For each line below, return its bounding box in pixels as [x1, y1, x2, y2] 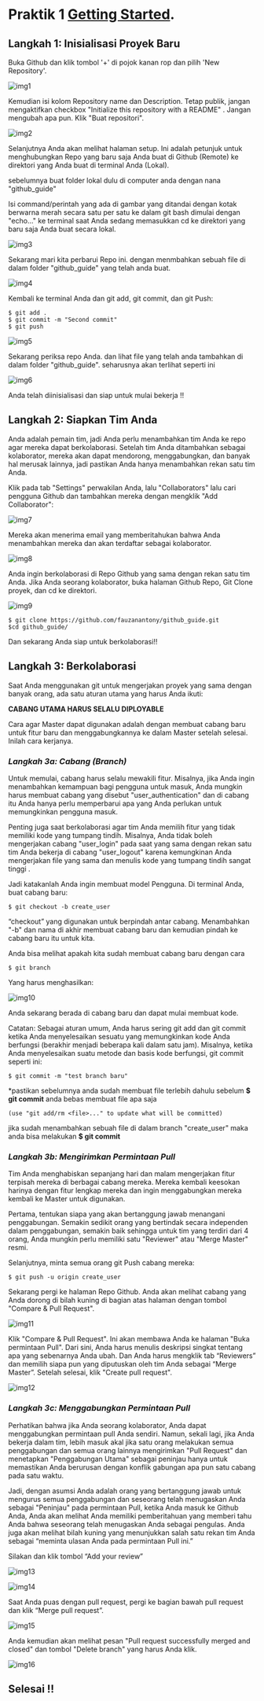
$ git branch [8, 964, 51, 972]
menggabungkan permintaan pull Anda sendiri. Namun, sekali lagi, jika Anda [8, 1429, 255, 1438]
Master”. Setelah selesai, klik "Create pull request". [8, 1367, 173, 1378]
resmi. [8, 1243, 29, 1253]
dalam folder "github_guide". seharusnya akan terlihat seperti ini [8, 360, 216, 369]
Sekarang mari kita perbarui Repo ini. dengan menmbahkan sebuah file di [8, 255, 246, 264]
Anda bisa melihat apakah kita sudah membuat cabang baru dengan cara [8, 948, 245, 958]
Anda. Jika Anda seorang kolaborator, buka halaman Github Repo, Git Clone [8, 577, 253, 587]
